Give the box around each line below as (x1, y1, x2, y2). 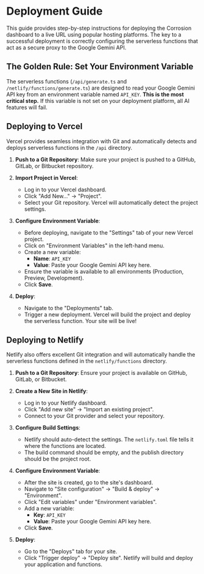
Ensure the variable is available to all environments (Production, (24, 268, 184, 275)
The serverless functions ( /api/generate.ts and (6, 77, 127, 85)
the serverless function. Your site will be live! (24, 317, 137, 324)
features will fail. (6, 104, 47, 111)
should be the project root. (24, 455, 91, 462)
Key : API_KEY (33, 511, 66, 519)
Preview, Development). (24, 274, 84, 282)
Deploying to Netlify (6, 335, 84, 345)
